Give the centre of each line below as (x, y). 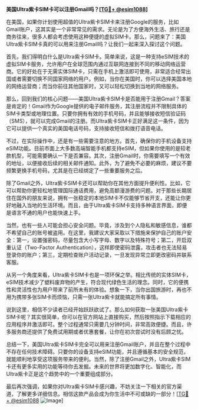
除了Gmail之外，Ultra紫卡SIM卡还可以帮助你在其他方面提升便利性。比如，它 (98, 183)
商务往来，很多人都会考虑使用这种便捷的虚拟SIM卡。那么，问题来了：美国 (96, 37)
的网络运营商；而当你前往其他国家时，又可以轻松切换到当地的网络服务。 (94, 86)
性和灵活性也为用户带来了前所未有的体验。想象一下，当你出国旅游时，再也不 (99, 290)
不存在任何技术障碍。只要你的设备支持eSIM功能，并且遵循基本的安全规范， (98, 352)
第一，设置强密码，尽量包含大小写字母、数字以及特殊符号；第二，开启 (101, 240)
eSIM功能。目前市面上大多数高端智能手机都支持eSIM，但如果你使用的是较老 (99, 148)
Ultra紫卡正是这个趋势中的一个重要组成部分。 (61, 374)
